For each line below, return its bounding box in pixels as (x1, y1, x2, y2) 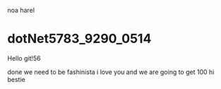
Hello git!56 (7, 54, 41, 62)
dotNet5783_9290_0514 (7, 31, 152, 47)
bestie (7, 75, 26, 83)
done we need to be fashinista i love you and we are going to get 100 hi (7, 67, 215, 76)
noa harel (7, 6, 35, 14)
